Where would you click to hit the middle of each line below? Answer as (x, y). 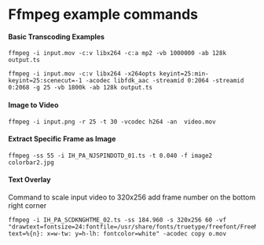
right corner (27, 205)
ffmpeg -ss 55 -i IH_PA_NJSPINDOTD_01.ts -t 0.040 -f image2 (110, 155)
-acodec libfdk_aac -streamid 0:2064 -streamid (165, 81)
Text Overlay (29, 180)
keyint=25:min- (184, 74)
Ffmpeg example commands (103, 15)
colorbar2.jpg (31, 163)
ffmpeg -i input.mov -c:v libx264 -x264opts (82, 74)
